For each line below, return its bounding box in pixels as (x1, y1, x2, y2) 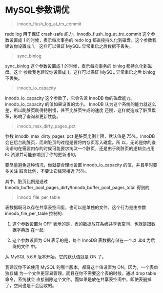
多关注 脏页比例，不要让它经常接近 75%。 (5, 168, 89, 174)
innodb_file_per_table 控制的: (5, 210, 63, 216)
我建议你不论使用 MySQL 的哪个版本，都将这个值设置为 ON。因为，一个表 (5, 264, 154, 270)
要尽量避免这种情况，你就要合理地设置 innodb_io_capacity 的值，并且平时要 (5, 162, 158, 167)
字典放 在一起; (16, 227, 45, 232)
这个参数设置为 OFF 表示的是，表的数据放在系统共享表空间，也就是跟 (12, 221, 151, 227)
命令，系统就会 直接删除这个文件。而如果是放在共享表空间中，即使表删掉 (5, 276, 152, 282)
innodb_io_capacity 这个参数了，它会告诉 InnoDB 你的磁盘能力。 (5, 95, 135, 101)
